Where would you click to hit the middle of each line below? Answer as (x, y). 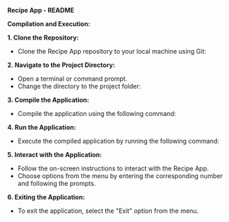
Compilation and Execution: (49, 24)
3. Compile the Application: (48, 100)
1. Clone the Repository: (43, 37)
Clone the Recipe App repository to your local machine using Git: (112, 51)
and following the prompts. (57, 183)
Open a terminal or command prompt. (72, 78)
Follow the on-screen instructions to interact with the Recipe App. (113, 168)
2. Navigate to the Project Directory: (61, 65)
